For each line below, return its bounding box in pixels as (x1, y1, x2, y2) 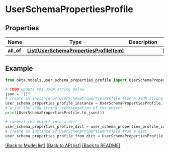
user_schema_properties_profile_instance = (5, 101, 98, 106)
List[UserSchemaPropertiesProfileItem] (27, 47, 124, 54)
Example (5, 64, 33, 73)
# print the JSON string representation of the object (5, 106, 123, 111)
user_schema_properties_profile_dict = (5, 124, 89, 129)
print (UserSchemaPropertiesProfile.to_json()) (5, 110, 105, 116)
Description (129, 39, 157, 45)
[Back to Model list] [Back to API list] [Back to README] (5, 142, 121, 148)
